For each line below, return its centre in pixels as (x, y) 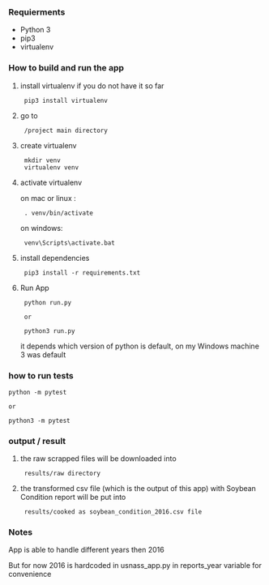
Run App (35, 288)
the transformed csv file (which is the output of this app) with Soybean (138, 489)
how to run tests (41, 375)
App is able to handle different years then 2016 (86, 550)
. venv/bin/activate (58, 213)
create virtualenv (48, 145)
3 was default (43, 354)
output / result (37, 441)
